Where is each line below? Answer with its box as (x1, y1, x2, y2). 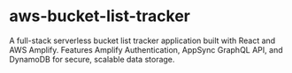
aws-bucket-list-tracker (9, 6, 191, 26)
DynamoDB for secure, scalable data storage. (9, 54, 175, 64)
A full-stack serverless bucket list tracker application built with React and (9, 35, 276, 46)
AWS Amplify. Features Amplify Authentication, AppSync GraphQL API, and (9, 44, 283, 55)
